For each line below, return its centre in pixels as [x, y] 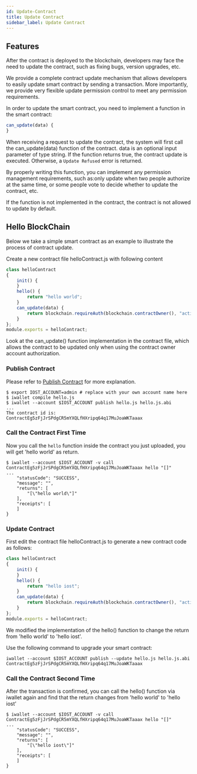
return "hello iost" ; [54, 586]
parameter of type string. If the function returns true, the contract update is [97, 154]
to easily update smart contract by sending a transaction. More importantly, [97, 84]
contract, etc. [22, 191]
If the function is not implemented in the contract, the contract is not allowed [98, 202]
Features [23, 46]
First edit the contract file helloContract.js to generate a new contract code [96, 542]
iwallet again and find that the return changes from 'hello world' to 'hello [93, 697]
